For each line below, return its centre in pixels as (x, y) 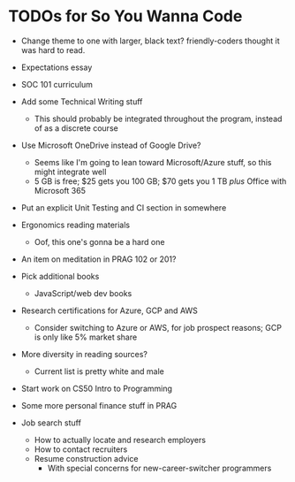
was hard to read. (53, 50)
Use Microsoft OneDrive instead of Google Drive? (111, 145)
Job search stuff (51, 423)
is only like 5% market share (86, 337)
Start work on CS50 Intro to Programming (97, 388)
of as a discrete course (76, 128)
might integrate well (70, 172)
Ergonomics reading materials (76, 225)
